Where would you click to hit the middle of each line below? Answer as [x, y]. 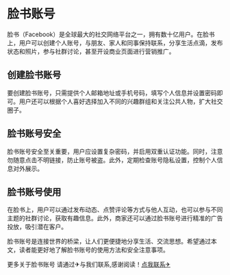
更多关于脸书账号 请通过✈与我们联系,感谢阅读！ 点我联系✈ [89, 265]
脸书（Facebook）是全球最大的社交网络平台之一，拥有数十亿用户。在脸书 [111, 34]
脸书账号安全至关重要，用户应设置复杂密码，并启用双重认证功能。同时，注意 [115, 151]
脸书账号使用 [34, 192]
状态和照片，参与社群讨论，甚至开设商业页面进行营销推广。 [91, 51]
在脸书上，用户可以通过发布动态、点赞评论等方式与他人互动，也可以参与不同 [115, 210]
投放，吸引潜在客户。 [37, 227]
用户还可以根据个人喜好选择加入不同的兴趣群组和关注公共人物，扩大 [115, 101]
